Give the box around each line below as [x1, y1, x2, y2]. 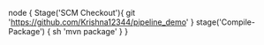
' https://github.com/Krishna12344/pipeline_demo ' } [8, 17, 195, 27]
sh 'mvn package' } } [52, 26, 129, 36]
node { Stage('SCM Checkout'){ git [8, 8, 136, 18]
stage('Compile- [196, 17, 255, 27]
